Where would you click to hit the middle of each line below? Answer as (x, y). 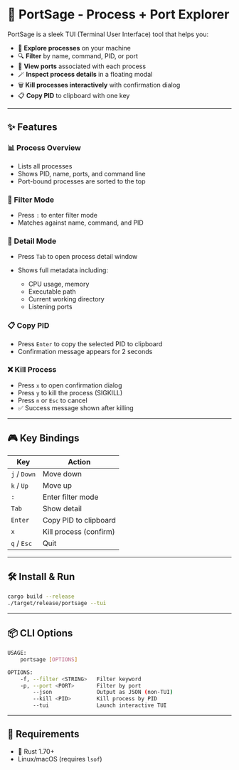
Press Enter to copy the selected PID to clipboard (90, 343)
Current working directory (66, 299)
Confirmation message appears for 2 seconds (85, 351)
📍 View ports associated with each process (82, 66)
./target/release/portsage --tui (57, 604)
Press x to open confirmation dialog (70, 385)
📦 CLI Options (40, 633)
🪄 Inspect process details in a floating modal (85, 74)
